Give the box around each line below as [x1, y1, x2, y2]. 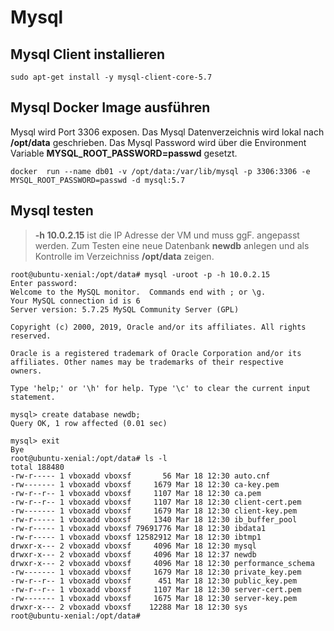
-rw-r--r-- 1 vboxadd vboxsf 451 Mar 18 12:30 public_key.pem [10, 576, 298, 586]
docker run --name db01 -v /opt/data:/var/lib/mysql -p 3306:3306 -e [10, 166, 311, 176]
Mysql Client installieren [10, 46, 165, 63]
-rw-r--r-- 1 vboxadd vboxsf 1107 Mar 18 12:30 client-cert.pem [10, 497, 302, 507]
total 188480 [10, 462, 65, 472]
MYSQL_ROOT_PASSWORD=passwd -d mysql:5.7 [10, 175, 186, 185]
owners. [10, 366, 43, 376]
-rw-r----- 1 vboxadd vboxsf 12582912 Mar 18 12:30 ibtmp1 [10, 532, 262, 542]
